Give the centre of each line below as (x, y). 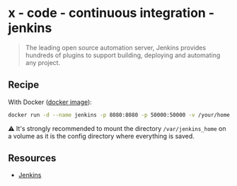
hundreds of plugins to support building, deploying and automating (123, 55)
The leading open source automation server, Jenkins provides (116, 47)
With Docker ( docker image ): (50, 102)
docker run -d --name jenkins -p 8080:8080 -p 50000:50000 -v (102, 115)
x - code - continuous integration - (111, 13)
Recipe (24, 85)
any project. (43, 62)
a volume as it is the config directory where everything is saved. (102, 136)
